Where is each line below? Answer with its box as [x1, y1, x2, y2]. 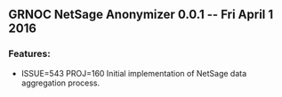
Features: [8, 48, 51, 61]
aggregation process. [20, 77, 101, 88]
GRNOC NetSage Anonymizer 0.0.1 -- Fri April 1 [8, 7, 274, 22]
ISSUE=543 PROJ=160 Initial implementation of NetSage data [20, 68, 247, 78]
